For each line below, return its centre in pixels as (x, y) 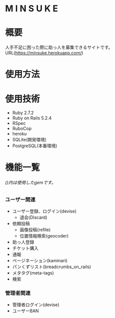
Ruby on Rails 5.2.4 (32, 118)
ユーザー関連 (20, 199)
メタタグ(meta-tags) (33, 273)
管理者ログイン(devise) (36, 305)
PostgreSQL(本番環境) (35, 146)
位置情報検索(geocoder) (44, 236)
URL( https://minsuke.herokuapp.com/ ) (44, 53)
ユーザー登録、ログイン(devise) (44, 211)
